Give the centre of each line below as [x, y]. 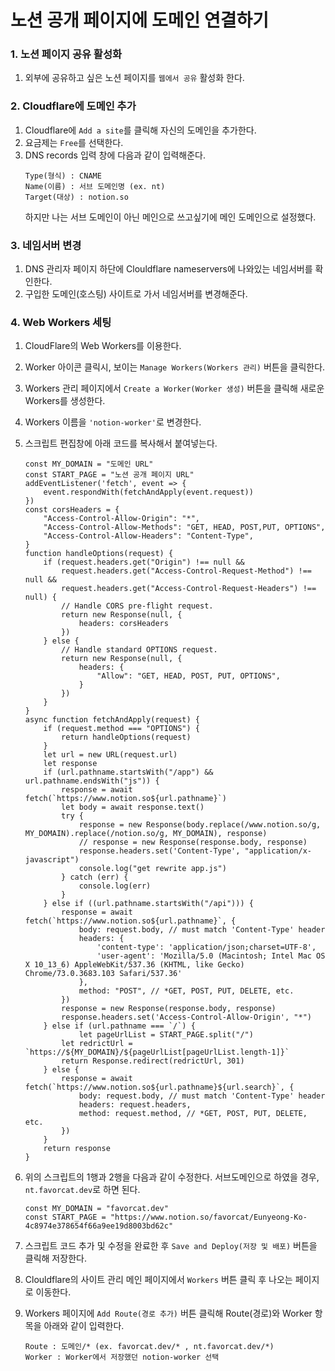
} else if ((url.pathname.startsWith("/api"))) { [148, 904]
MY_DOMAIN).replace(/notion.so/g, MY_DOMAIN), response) [146, 834]
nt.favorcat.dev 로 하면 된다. [82, 1190]
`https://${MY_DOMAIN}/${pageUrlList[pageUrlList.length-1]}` [157, 1052]
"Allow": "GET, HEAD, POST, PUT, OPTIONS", [188, 676]
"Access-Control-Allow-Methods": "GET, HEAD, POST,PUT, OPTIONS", [184, 527]
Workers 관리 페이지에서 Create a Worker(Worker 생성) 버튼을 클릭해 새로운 [174, 388]
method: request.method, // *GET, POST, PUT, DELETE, [193, 1114]
